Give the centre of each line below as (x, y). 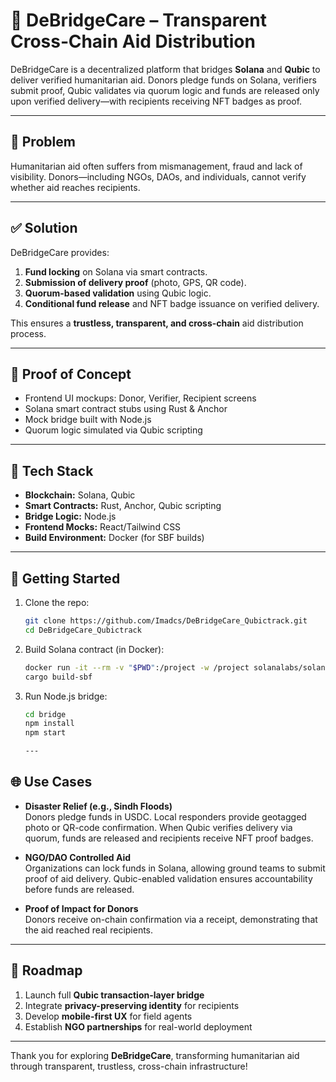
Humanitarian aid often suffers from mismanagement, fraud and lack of (156, 166)
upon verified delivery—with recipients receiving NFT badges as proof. (156, 101)
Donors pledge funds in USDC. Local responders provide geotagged (165, 816)
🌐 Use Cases (51, 782)
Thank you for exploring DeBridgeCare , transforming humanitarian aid (155, 1055)
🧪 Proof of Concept (71, 374)
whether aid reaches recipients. (75, 187)
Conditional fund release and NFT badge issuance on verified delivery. (172, 303)
